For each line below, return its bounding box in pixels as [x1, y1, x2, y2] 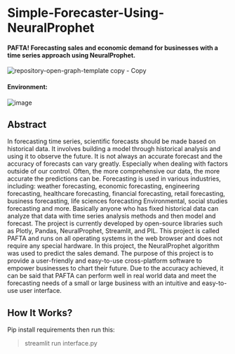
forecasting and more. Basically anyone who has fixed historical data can [7, 204, 219, 213]
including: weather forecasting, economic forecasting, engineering [7, 182, 200, 190]
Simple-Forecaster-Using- [7, 5, 165, 21]
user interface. [19, 287, 62, 295]
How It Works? [7, 307, 73, 319]
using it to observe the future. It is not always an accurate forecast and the [7, 152, 223, 161]
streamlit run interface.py [24, 339, 98, 348]
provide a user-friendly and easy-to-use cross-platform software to [7, 256, 202, 265]
